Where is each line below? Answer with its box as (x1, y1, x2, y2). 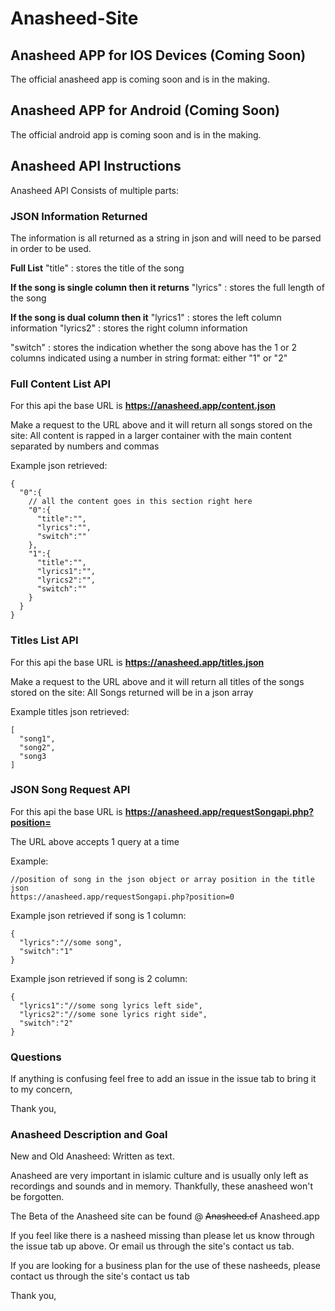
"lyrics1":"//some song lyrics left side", (19, 1000, 203, 1011)
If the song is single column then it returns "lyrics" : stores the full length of (10, 281, 325, 293)
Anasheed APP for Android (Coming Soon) (10, 102, 280, 119)
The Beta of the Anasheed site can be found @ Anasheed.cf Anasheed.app (10, 1210, 320, 1222)
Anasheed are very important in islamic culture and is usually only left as (10, 1170, 309, 1182)
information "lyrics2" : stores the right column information (10, 322, 248, 334)
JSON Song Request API (10, 783, 131, 797)
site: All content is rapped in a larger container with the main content (10, 430, 292, 442)
